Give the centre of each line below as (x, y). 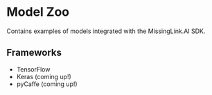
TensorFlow (33, 69)
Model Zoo (38, 12)
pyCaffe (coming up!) (47, 84)
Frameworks (34, 53)
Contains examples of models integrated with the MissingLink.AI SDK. (106, 31)
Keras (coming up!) (44, 76)
